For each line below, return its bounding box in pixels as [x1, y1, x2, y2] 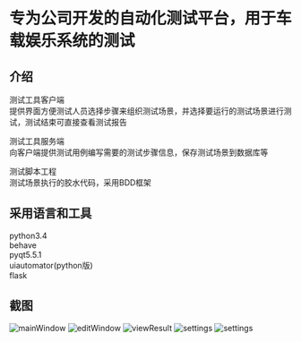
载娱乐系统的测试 [9, 30, 136, 51]
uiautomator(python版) [9, 260, 93, 270]
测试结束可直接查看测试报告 [24, 117, 127, 127]
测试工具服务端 [9, 136, 64, 146]
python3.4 [9, 230, 47, 241]
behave [9, 239, 38, 251]
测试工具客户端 [9, 95, 64, 105]
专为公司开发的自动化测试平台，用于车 [9, 8, 293, 29]
